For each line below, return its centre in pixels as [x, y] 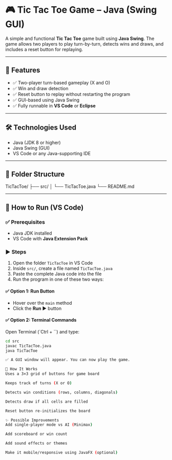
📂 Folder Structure [35, 174]
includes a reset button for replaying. [44, 49]
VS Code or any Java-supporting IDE [52, 153]
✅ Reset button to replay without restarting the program [71, 94]
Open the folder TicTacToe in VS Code [53, 263]
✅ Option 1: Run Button [30, 291]
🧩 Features [23, 70]
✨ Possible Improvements [32, 420]
